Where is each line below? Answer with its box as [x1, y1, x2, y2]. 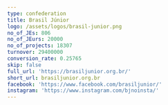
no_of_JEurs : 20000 [7, 36, 64, 43]
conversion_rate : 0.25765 [7, 55, 82, 62]
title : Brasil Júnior [7, 17, 70, 23]
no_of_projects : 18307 [7, 42, 73, 49]
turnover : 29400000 [7, 49, 64, 56]
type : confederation [7, 10, 67, 17]
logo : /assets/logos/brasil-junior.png [7, 23, 122, 30]
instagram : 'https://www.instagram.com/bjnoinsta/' [7, 87, 159, 94]
